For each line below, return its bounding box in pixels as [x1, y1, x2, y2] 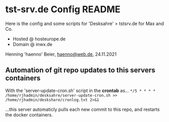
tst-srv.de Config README [5, 4, 121, 15]
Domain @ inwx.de [12, 41, 53, 47]
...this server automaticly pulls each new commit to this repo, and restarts [5, 106, 160, 112]
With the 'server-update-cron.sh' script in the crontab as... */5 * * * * [5, 87, 156, 93]
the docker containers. [5, 111, 53, 118]
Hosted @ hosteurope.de [12, 36, 66, 42]
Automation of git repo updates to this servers [5, 66, 156, 75]
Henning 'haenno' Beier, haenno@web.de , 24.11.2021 [5, 51, 117, 57]
